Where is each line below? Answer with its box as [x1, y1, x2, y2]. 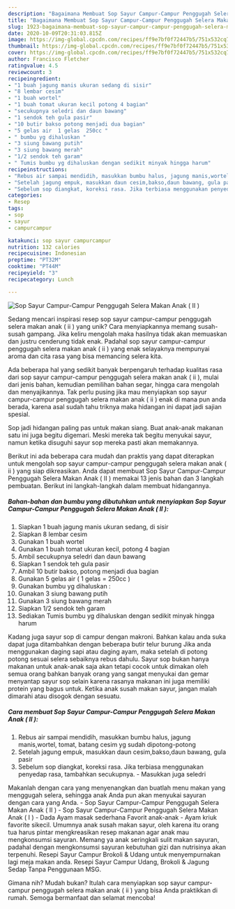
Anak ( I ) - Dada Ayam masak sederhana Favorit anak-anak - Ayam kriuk [8, 813, 217, 821]
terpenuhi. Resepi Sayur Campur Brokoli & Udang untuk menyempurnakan [8, 850, 221, 859]
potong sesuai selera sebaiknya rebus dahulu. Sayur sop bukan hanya [8, 654, 209, 663]
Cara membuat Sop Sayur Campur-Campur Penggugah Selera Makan [8, 708, 215, 716]
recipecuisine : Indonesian [8, 250, 86, 257]
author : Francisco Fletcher [8, 56, 90, 63]
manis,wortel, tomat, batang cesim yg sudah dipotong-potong [17, 740, 196, 748]
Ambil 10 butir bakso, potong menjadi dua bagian [17, 567, 159, 575]
